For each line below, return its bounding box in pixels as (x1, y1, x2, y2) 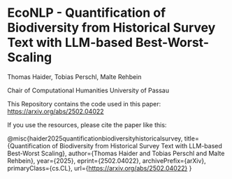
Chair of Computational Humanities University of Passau (7, 86, 170, 94)
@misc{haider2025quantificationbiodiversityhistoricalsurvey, (7, 134, 183, 143)
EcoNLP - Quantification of (7, 5, 166, 21)
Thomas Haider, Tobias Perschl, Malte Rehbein (7, 72, 142, 81)
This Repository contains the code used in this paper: (7, 99, 161, 108)
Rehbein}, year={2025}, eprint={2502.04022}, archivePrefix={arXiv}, (7, 156, 206, 165)
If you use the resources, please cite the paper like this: (7, 120, 167, 129)
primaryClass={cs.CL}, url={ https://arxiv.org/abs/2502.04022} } (7, 164, 192, 172)
